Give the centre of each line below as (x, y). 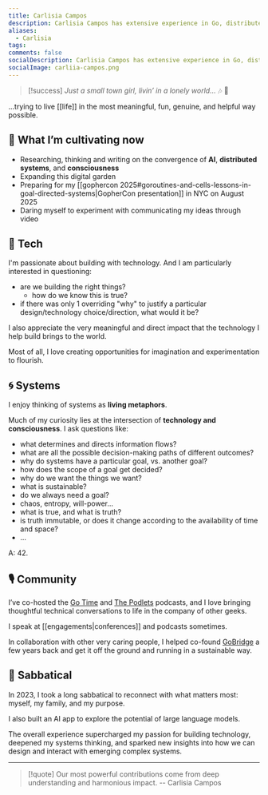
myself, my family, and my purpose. (67, 703)
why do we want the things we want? (81, 478)
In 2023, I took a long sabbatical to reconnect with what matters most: (123, 694)
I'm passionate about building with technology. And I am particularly (120, 263)
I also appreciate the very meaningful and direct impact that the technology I (134, 328)
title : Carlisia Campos (48, 16)
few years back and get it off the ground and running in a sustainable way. (130, 650)
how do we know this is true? (79, 296)
